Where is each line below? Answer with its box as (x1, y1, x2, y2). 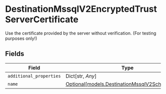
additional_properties (7, 73, 61, 79)
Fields (5, 50, 25, 58)
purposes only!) (5, 35, 38, 41)
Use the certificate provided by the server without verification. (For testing (5, 30, 157, 36)
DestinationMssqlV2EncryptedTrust (5, 3, 157, 15)
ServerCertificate (5, 14, 79, 25)
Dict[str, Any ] (65, 72, 97, 79)
